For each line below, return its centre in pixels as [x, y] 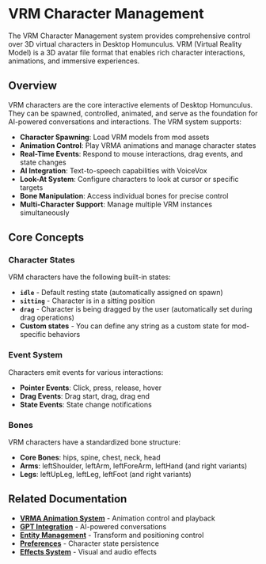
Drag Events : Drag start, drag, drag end [85, 396]
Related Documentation [68, 499]
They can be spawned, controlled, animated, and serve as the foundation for [133, 113]
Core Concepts [46, 238]
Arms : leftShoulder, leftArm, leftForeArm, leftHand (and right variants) [133, 466]
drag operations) [47, 318]
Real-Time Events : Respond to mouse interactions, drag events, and [131, 153]
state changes [43, 162]
